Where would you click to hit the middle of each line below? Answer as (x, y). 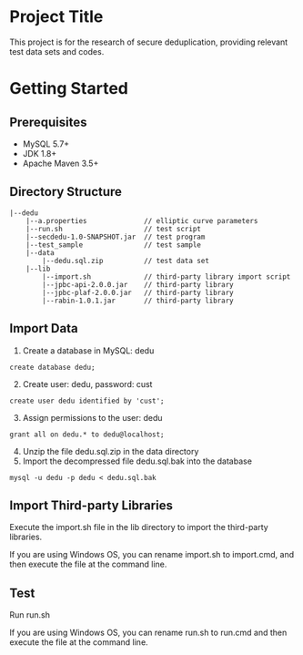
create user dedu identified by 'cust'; (87, 401)
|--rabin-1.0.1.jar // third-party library (138, 301)
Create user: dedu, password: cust (87, 384)
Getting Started (69, 89)
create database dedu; (52, 367)
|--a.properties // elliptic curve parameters (142, 220)
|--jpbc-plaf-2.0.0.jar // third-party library (138, 292)
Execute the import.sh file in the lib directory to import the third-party (139, 527)
